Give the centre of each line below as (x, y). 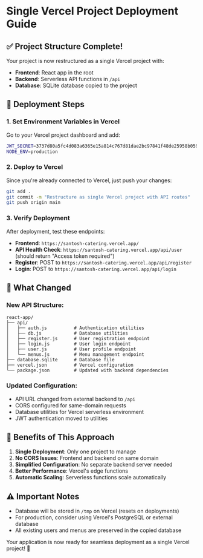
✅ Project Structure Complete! (65, 46)
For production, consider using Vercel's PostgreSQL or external (94, 517)
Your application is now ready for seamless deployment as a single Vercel (98, 542)
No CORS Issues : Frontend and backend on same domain (87, 458)
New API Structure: (35, 305)
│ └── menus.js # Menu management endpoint (76, 355)
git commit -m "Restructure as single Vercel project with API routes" (98, 197)
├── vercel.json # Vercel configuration (70, 365)
